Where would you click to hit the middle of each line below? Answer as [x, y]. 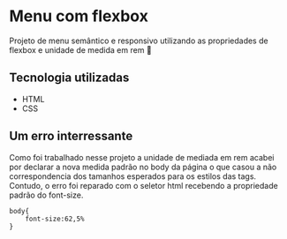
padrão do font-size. [46, 195]
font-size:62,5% [55, 219]
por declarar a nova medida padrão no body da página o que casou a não [143, 167]
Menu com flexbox [79, 16]
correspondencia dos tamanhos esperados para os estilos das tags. [133, 176]
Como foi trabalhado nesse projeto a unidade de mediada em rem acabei [142, 157]
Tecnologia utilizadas [69, 78]
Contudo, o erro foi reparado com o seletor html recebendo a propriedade [143, 185]
